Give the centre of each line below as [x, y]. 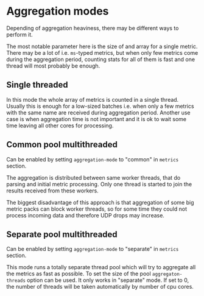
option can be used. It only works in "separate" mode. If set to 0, [108, 280]
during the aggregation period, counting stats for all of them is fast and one [101, 59]
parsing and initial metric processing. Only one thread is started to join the [99, 184]
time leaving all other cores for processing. [60, 125]
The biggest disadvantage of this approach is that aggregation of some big [100, 202]
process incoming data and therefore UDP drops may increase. [85, 215]
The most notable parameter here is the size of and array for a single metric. [102, 46]
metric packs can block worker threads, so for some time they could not [97, 209]
